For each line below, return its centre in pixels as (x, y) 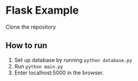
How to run (27, 46)
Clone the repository (31, 27)
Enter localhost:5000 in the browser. (59, 73)
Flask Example (42, 10)
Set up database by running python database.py (73, 60)
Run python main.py (39, 66)
